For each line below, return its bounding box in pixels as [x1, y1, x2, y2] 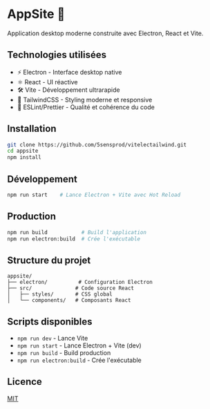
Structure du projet [7, 254, 91, 266]
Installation [7, 123, 57, 135]
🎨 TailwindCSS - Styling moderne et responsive [17, 95, 153, 104]
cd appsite [7, 148, 39, 155]
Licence [7, 376, 43, 388]
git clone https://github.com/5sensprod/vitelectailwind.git [7, 141, 187, 148]
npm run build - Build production [17, 349, 111, 357]
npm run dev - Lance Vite [17, 334, 88, 343]
